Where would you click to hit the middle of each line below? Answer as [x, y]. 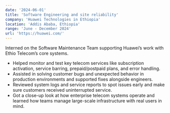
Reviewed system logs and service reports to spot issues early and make [89, 85]
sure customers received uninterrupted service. [62, 90]
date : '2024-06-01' [26, 10]
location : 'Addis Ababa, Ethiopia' [43, 24]
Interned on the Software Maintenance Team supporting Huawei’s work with [84, 48]
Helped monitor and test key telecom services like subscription [78, 63]
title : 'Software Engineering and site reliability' [62, 15]
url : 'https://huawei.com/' [35, 33]
